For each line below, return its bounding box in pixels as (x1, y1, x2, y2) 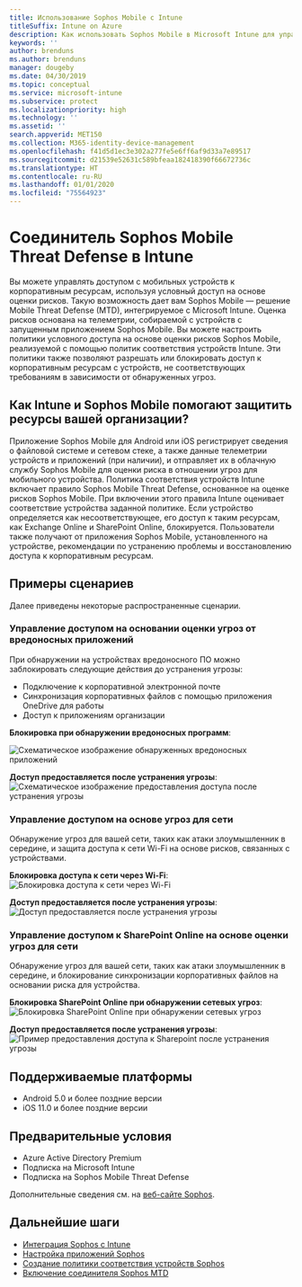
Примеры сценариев (9, 576, 135, 591)
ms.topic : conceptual (9, 80, 91, 89)
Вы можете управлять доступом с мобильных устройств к (9, 276, 235, 287)
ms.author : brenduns (9, 55, 87, 64)
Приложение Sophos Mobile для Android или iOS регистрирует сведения (9, 435, 289, 446)
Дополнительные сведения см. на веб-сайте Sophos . (9, 1189, 216, 1200)
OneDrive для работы (22, 700, 105, 711)
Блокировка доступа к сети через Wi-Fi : (9, 870, 169, 881)
